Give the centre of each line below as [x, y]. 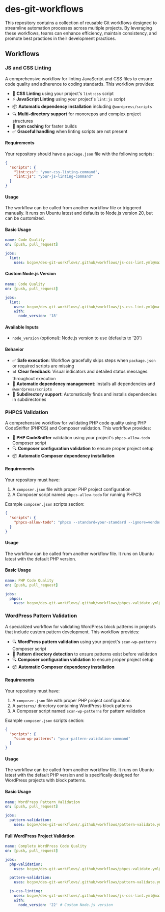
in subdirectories [29, 399]
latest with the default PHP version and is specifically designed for [72, 775]
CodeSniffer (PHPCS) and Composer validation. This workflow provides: [78, 428]
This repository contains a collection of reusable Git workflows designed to [81, 23]
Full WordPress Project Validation [40, 836]
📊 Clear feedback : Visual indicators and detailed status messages [80, 371]
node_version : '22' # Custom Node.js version [65, 905]
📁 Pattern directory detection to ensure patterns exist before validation [84, 654]
